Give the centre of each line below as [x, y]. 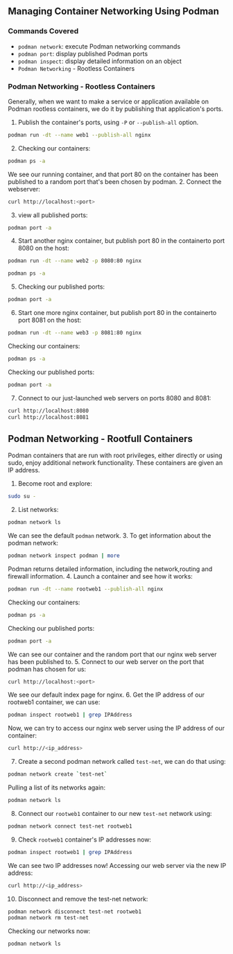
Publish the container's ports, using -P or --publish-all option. [108, 122]
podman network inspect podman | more [64, 556]
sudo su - [22, 496]
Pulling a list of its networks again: [57, 787]
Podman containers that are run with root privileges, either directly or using [115, 455]
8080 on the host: [43, 248]
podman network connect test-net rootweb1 [70, 826]
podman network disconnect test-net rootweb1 [75, 912]
